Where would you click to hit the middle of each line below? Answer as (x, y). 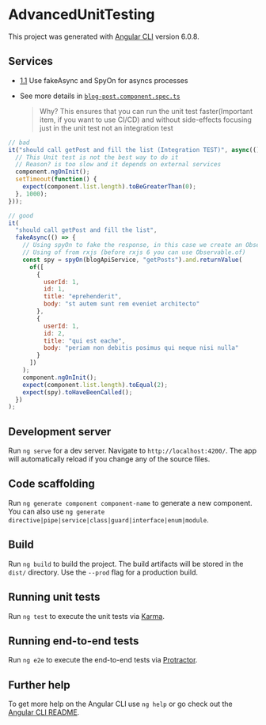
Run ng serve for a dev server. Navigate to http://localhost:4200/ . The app (133, 451)
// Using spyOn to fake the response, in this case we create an (133, 245)
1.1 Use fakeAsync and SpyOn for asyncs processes (104, 80)
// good (21, 215)
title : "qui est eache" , (84, 341)
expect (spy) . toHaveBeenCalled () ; (78, 392)
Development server (60, 432)
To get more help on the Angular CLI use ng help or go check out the (120, 704)
